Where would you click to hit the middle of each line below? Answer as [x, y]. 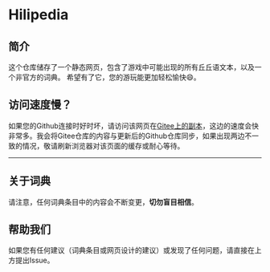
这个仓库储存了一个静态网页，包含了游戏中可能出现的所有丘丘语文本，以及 [131, 67]
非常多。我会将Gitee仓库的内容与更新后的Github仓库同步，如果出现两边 [127, 136]
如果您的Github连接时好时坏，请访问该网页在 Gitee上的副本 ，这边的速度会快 [134, 125]
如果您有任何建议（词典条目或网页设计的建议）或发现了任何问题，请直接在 [131, 250]
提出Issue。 [35, 260]
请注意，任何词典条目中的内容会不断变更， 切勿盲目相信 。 [103, 201]
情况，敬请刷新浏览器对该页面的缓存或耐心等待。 [103, 145]
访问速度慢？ [40, 105]
